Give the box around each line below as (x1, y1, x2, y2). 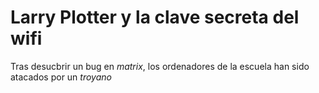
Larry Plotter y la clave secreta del (10, 6, 300, 29)
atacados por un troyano (10, 71, 112, 83)
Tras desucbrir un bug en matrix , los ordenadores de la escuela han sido (10, 60, 310, 72)
